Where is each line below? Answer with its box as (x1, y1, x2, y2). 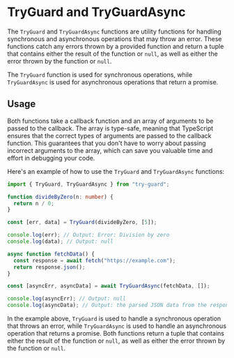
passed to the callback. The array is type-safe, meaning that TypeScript (7, 124, 214, 133)
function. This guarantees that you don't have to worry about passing (7, 139, 206, 147)
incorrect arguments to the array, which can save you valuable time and (7, 146, 213, 154)
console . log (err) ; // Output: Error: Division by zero (7, 232, 170, 239)
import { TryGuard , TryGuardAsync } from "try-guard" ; (7, 181, 170, 188)
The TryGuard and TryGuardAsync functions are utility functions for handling (7, 27, 221, 36)
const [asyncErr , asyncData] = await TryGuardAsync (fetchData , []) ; (7, 283, 210, 290)
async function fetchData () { (7, 251, 95, 258)
